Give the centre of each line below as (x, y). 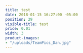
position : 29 (19, 19)
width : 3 (14, 33)
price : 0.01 (18, 29)
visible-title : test (27, 24)
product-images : (22, 38)
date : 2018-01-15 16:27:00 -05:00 (42, 15)
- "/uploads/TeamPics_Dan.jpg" (38, 43)
